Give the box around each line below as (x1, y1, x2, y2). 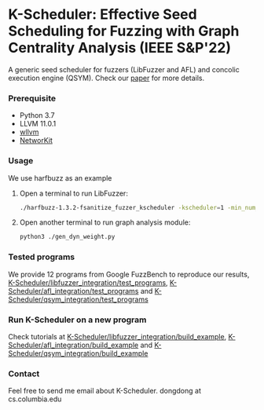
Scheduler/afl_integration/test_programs (8, 286, 139, 295)
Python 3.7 (19, 111, 55, 120)
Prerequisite (8, 93, 57, 104)
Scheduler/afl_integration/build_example (8, 340, 139, 350)
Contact (8, 368, 40, 379)
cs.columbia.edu (8, 394, 62, 404)
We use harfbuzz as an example (8, 173, 112, 182)
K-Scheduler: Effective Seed (8, 5, 198, 24)
